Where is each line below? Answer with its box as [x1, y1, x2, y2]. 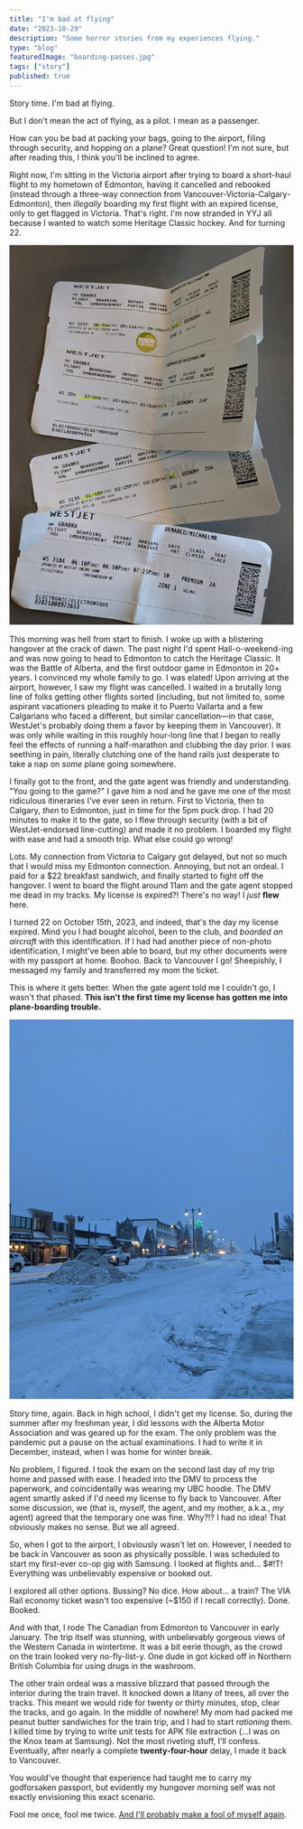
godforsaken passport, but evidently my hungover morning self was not [9, 1781, 276, 1793]
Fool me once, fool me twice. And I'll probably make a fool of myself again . [9, 1808, 287, 1820]
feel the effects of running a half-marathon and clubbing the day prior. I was [9, 739, 291, 750]
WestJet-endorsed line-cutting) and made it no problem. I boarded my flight [9, 823, 291, 835]
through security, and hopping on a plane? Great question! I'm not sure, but [9, 142, 289, 153]
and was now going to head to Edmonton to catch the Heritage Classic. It [9, 652, 281, 663]
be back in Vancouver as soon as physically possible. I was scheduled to [9, 1548, 280, 1559]
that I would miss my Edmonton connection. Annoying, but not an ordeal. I [9, 860, 284, 871]
